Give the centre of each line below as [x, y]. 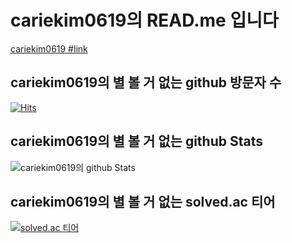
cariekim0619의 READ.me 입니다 [144, 20]
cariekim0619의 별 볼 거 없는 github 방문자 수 [146, 82]
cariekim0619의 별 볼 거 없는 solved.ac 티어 [143, 201]
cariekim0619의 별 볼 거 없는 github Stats [137, 141]
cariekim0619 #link [49, 48]
